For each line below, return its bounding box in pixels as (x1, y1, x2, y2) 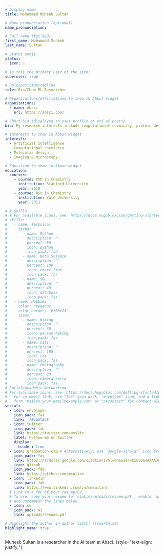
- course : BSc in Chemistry (14, 191, 71, 196)
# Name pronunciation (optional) (5, 20, 73, 25)
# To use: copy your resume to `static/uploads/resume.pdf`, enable (9, 494, 152, 499)
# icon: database (5, 290, 58, 295)
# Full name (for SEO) (5, 34, 51, 39)
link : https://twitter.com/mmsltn (14, 431, 84, 436)
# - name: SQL (5, 277, 47, 281)
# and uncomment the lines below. (9, 498, 80, 504)
